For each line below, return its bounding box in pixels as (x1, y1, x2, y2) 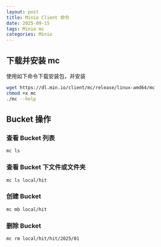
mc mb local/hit (6, 206, 47, 212)
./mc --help (6, 96, 36, 102)
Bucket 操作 (6, 114, 51, 124)
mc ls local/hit (6, 177, 47, 183)
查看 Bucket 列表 (6, 134, 55, 142)
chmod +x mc (6, 90, 36, 96)
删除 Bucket (6, 222, 42, 230)
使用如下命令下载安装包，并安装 (6, 72, 86, 79)
